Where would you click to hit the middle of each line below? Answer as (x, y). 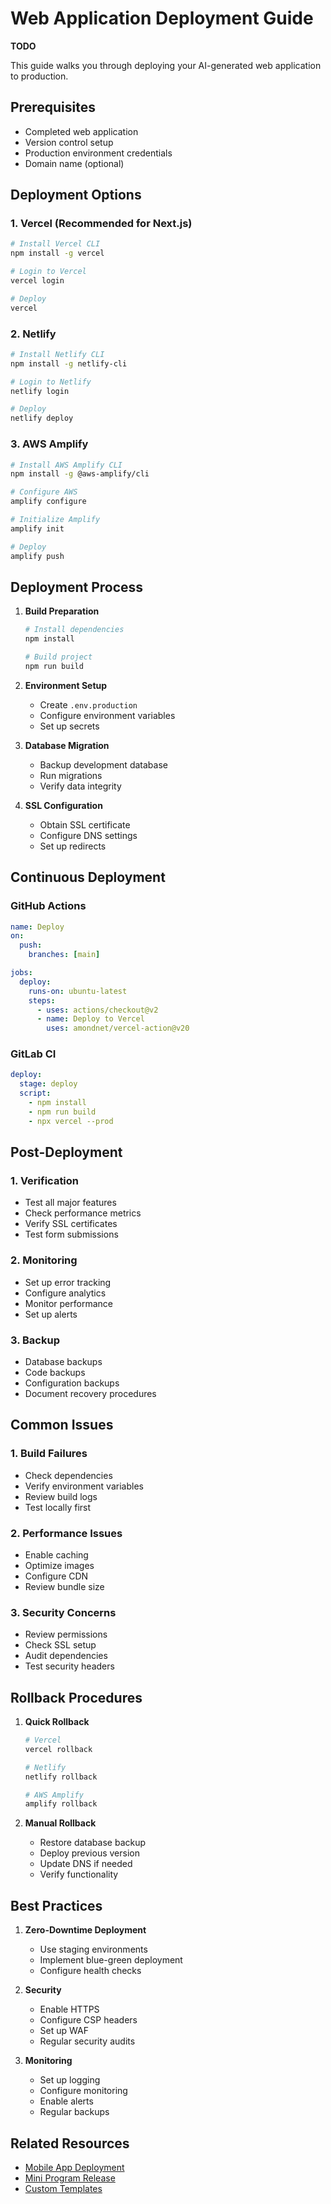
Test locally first (58, 1507)
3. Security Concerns (63, 1612)
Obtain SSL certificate (85, 824)
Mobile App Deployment (74, 2167)
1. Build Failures (49, 1454)
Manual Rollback (60, 1823)
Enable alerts (66, 2101)
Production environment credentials (98, 153)
